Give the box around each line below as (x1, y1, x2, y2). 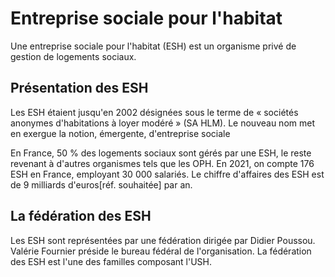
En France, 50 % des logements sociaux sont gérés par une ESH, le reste (10, 147, 312, 159)
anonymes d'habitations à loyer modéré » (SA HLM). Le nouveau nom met (10, 117, 315, 129)
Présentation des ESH (10, 80, 149, 97)
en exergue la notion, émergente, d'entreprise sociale (10, 127, 231, 139)
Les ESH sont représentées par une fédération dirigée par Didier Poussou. (10, 234, 316, 246)
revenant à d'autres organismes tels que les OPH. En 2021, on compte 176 (10, 157, 315, 169)
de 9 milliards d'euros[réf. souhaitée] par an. (10, 178, 193, 191)
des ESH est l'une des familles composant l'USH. (10, 255, 213, 267)
